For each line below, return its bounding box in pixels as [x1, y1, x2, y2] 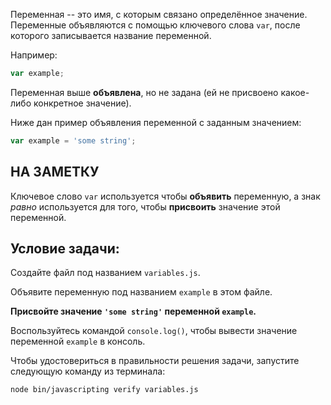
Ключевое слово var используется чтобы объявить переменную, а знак [10, 190, 321, 202]
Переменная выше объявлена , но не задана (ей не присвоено [10, 86, 279, 98]
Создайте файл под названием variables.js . [10, 267, 201, 279]
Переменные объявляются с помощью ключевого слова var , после [10, 19, 301, 31]
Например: [10, 49, 58, 61]
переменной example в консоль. [10, 335, 146, 348]
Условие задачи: [10, 240, 120, 257]
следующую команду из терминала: [10, 365, 166, 378]
